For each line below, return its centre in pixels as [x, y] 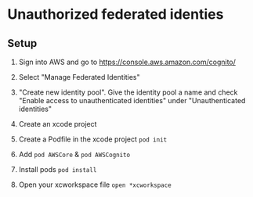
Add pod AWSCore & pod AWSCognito [74, 154]
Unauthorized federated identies [116, 14]
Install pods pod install [58, 169]
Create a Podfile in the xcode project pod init [93, 139]
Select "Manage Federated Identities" [79, 77]
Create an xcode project [58, 124]
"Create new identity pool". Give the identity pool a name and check [128, 92]
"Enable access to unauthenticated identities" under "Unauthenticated [132, 100]
